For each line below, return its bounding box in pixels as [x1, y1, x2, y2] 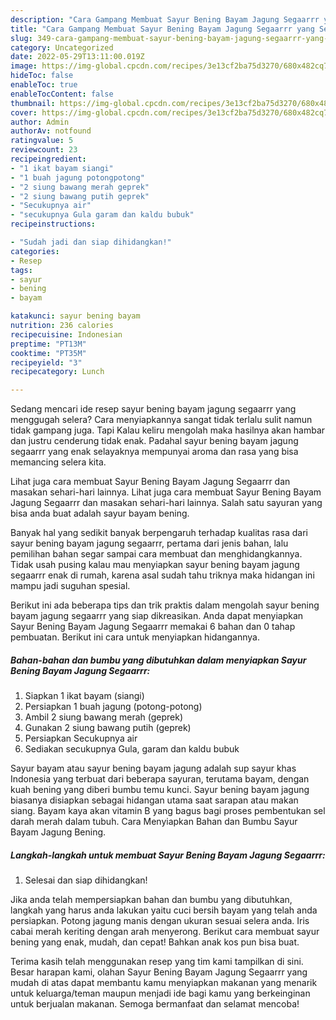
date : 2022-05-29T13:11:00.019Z [10, 52, 145, 62]
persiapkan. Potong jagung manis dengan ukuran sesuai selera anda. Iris [10, 915, 310, 927]
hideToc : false [10, 71, 74, 81]
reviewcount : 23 [10, 145, 78, 155]
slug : [10, 33, 33, 43]
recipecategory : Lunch [10, 367, 105, 377]
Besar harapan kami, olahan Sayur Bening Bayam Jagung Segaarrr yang [10, 966, 308, 978]
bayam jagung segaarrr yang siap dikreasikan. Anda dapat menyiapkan [10, 610, 304, 622]
